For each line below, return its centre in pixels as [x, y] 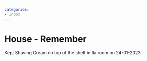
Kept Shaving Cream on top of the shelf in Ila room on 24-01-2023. [73, 53]
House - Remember [46, 39]
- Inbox [13, 14]
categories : [17, 10]
